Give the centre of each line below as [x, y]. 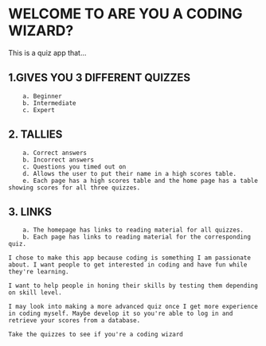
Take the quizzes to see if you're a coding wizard [96, 335]
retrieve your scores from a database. [74, 321]
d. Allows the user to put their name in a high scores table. [130, 173]
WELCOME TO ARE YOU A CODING [125, 14]
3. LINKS [30, 212]
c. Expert [39, 110]
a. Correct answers [55, 153]
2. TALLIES [35, 135]
